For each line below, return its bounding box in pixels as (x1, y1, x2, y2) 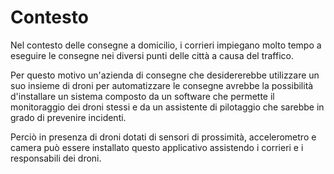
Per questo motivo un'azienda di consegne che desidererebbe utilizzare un (10, 69, 320, 81)
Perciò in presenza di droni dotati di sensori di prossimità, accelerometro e (10, 131, 317, 143)
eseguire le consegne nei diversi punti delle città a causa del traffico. (10, 49, 294, 61)
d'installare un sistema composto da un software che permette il (10, 90, 275, 102)
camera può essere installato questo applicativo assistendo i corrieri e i (10, 141, 304, 153)
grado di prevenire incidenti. (10, 111, 127, 123)
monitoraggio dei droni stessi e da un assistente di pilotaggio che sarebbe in (10, 101, 325, 113)
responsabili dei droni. (10, 152, 102, 164)
